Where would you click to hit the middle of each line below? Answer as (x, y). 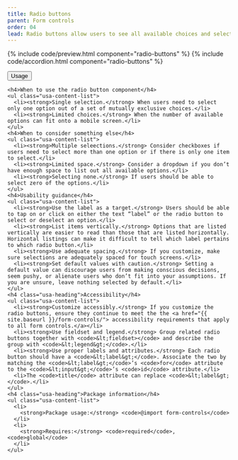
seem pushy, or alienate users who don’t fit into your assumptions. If (117, 276)
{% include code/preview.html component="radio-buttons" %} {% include (115, 54)
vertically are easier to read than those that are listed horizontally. (119, 233)
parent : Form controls (41, 21)
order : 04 (22, 27)
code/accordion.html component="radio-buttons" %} (85, 62)
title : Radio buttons (39, 14)
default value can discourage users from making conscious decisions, (114, 270)
